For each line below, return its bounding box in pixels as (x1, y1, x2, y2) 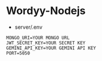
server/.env (14, 23, 43, 30)
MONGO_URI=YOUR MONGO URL (6, 35, 70, 40)
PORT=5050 (6, 50, 31, 56)
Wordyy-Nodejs (6, 4, 86, 18)
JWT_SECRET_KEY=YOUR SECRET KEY (6, 40, 85, 46)
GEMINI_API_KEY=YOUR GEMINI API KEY (6, 45, 96, 51)
